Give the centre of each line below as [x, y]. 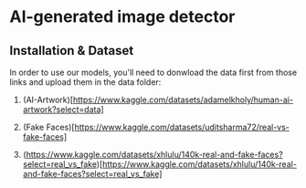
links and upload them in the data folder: [85, 82]
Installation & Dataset [72, 51]
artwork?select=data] [63, 110]
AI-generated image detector [122, 17]
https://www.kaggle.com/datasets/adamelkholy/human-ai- [183, 99]
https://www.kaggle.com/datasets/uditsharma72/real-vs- [182, 127]
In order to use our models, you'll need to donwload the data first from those [153, 72]
